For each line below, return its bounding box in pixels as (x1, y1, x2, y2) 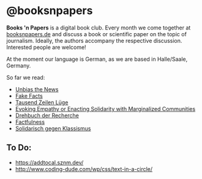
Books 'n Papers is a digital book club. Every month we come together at (6, 24, 191, 31)
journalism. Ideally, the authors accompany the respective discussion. (6, 37, 182, 44)
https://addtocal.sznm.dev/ (15, 159, 84, 166)
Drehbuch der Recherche (15, 112, 80, 119)
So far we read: (6, 74, 45, 81)
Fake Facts (15, 92, 43, 99)
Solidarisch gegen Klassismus (15, 124, 91, 132)
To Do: (6, 142, 32, 153)
